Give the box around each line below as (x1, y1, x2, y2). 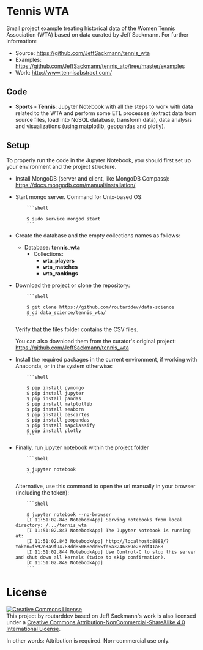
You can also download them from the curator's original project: (15, 337, 176, 345)
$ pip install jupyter (26, 390, 84, 396)
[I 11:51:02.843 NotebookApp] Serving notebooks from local (26, 517, 183, 523)
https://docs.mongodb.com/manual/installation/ (15, 181, 136, 189)
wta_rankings (42, 269, 78, 277)
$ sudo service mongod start (26, 215, 101, 222)
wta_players (42, 256, 75, 264)
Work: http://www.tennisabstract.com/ (15, 69, 112, 76)
